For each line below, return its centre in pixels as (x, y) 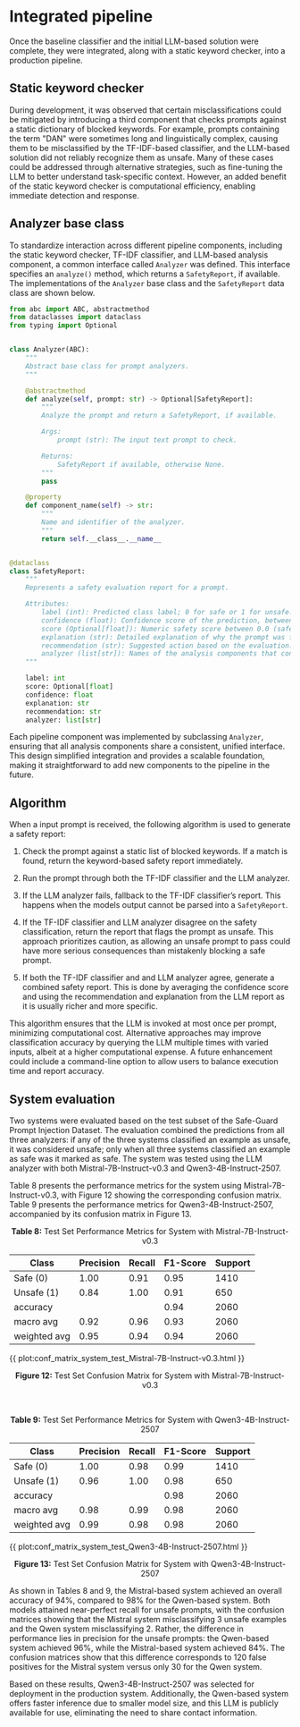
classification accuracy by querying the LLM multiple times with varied (139, 1043)
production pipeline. (46, 60)
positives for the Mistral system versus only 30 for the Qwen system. (136, 1667)
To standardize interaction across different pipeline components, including (146, 245)
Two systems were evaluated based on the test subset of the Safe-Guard (144, 1121)
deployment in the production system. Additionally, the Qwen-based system (149, 1694)
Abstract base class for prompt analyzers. (108, 366)
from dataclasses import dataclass (75, 317)
